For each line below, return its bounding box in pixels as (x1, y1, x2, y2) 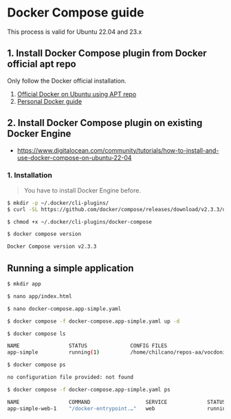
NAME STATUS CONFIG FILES (7, 343, 168, 350)
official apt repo (7, 58, 77, 70)
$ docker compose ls (7, 330, 67, 337)
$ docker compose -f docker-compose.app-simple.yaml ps (7, 386, 170, 393)
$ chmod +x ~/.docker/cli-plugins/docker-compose (7, 218, 153, 225)
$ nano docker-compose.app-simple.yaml (7, 305, 122, 312)
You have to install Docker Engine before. (23, 186, 141, 194)
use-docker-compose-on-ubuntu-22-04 (16, 153, 132, 162)
